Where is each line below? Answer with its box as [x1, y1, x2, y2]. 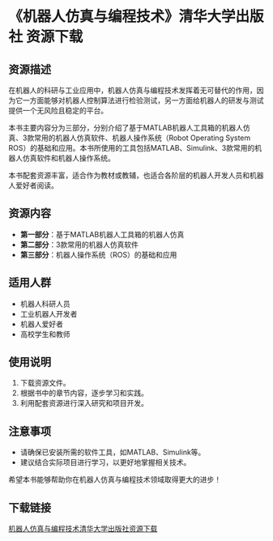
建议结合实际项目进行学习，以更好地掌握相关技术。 [19, 458, 191, 467]
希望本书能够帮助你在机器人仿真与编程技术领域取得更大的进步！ [8, 475, 221, 484]
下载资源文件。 [19, 378, 70, 388]
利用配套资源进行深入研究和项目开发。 [19, 398, 148, 408]
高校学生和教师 [19, 329, 70, 339]
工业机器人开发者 [19, 309, 78, 318]
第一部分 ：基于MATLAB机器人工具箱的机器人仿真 [19, 229, 185, 239]
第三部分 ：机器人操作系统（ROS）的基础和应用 [19, 249, 177, 259]
